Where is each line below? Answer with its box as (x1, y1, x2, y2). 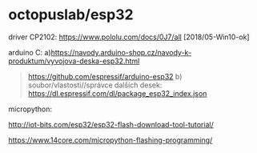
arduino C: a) (8, 47, 51, 57)
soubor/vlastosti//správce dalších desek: (27, 80, 163, 90)
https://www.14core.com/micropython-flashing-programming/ (8, 135, 213, 145)
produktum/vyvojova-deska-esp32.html (8, 56, 140, 66)
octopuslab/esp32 (8, 6, 134, 24)
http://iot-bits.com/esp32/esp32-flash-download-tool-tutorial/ (8, 119, 214, 129)
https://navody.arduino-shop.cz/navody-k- (50, 47, 192, 57)
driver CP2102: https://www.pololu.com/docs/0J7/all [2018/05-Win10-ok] (8, 32, 250, 42)
